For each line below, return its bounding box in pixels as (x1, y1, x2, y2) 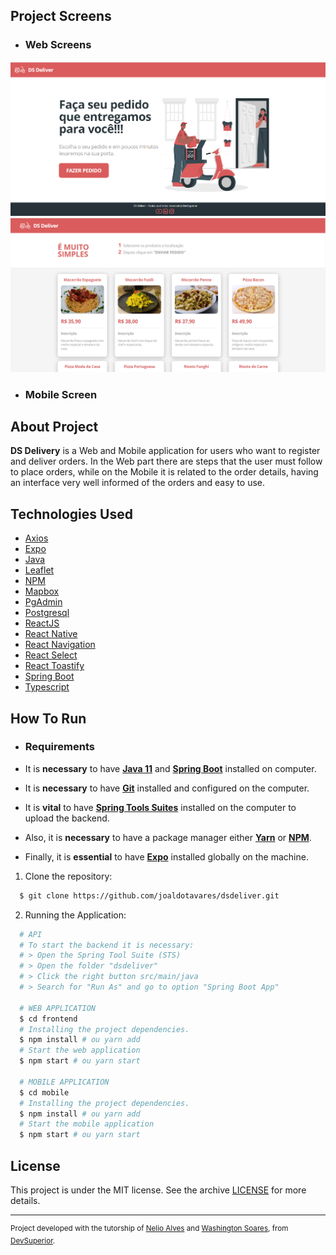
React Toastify (24, 660, 85, 672)
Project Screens (10, 8, 112, 25)
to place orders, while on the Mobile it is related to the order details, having (10, 466, 319, 478)
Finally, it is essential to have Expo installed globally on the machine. (24, 850, 309, 863)
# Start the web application (19, 1045, 141, 1056)
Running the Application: (24, 909, 127, 921)
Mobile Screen (24, 387, 98, 401)
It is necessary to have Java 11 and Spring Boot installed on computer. (24, 762, 317, 774)
